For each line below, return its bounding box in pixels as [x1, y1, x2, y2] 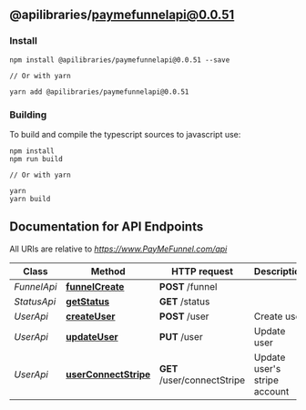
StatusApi [14, 295, 56, 308]
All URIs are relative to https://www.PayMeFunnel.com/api [9, 243, 228, 254]
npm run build [9, 154, 64, 163]
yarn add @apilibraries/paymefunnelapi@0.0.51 [9, 87, 189, 97]
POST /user [158, 310, 209, 323]
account [253, 384, 290, 397]
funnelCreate [66, 280, 125, 292]
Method [90, 264, 126, 277]
